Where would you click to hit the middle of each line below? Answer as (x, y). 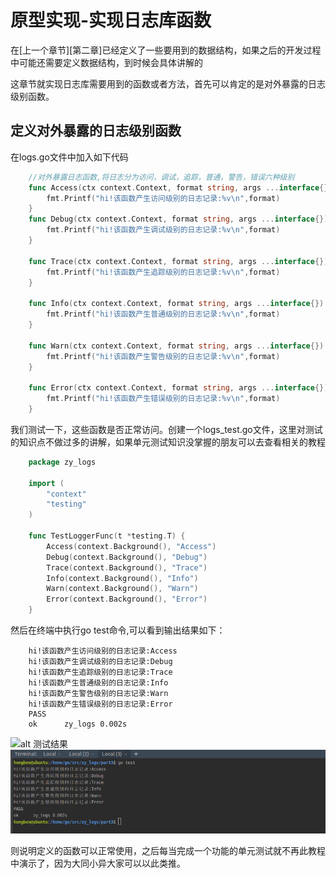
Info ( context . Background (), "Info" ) (122, 578)
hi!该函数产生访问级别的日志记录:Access (103, 651)
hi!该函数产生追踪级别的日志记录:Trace (100, 672)
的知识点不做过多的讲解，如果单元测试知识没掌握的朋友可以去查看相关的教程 (168, 442)
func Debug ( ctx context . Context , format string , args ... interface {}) (178, 219)
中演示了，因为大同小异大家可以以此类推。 (98, 863)
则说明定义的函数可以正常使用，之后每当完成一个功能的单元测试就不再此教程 (168, 850)
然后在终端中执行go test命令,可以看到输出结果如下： (118, 630)
